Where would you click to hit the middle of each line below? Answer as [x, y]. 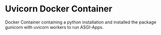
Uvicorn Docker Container [59, 9]
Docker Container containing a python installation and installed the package [81, 22]
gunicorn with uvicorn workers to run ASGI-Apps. [54, 27]
